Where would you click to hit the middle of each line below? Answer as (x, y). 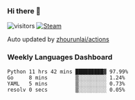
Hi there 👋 (24, 11)
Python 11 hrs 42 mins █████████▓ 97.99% (68, 72)
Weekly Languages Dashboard (60, 57)
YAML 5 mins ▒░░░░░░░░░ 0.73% (66, 83)
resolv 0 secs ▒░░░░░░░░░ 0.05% (66, 90)
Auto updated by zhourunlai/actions (58, 39)
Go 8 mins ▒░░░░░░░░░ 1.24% (66, 78)
